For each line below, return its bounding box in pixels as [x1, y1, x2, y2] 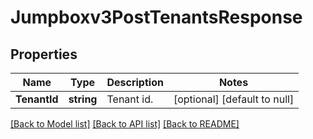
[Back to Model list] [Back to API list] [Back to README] [10, 118, 240, 130]
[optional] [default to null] [173, 92, 295, 106]
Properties [10, 46, 78, 63]
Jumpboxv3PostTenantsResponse [10, 6, 303, 29]
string [68, 92, 98, 106]
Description [106, 76, 164, 89]
